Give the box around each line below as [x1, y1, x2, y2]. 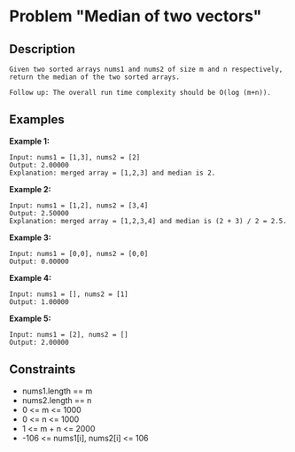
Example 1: [9, 136, 50, 146]
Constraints [9, 362, 76, 378]
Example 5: [9, 313, 51, 323]
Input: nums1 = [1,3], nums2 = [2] [9, 152, 141, 161]
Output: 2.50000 [9, 208, 69, 218]
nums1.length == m [21, 386, 93, 396]
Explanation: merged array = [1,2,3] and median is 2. [9, 168, 216, 177]
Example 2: [9, 183, 51, 194]
